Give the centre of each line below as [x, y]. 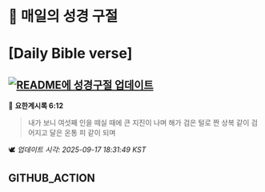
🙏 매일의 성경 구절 [63, 16]
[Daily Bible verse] [70, 54]
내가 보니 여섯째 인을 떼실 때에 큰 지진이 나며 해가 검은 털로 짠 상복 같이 [139, 123]
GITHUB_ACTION [52, 178]
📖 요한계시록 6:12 [36, 106]
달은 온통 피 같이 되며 [82, 133]
